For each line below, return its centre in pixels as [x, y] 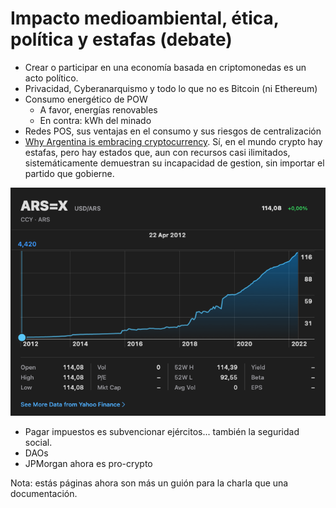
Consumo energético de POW [86, 99]
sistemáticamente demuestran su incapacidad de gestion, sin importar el [174, 163]
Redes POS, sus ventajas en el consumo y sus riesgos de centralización [173, 131]
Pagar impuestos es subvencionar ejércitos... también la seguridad [162, 432]
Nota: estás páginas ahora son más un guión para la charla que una [149, 483]
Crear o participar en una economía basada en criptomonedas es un [165, 67]
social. [38, 443]
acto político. [51, 78]
